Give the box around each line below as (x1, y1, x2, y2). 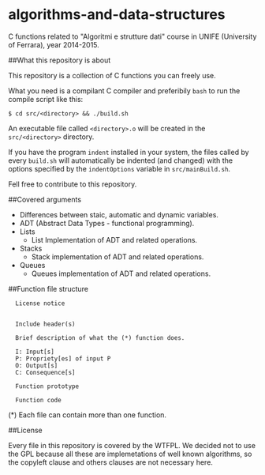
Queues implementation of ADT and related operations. (31, 269, 211, 278)
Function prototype (15, 382, 80, 390)
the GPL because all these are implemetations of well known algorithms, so (8, 449, 252, 458)
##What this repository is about (8, 55, 111, 65)
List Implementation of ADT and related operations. (31, 235, 198, 244)
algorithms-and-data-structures (8, 6, 226, 24)
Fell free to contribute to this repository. (8, 179, 137, 189)
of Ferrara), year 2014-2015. (8, 40, 100, 49)
